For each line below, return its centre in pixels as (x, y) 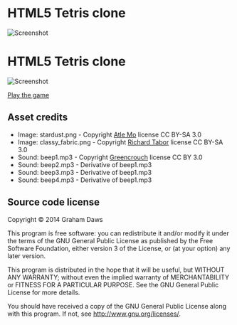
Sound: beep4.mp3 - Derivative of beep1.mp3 (85, 180)
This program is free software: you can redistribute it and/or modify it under (118, 233)
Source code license (54, 202)
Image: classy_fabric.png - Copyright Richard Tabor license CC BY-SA (120, 142)
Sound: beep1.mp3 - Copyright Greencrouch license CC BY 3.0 (110, 157)
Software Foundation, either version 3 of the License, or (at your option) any (119, 248)
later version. (27, 256)
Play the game (28, 95)
